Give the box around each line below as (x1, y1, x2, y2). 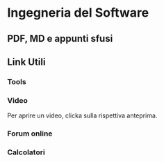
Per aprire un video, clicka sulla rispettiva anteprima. (7, 111, 158, 120)
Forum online (7, 129, 53, 138)
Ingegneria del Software (7, 5, 149, 21)
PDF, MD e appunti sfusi (7, 33, 113, 44)
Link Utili (7, 56, 46, 67)
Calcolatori (7, 147, 45, 157)
